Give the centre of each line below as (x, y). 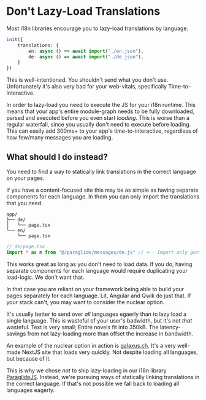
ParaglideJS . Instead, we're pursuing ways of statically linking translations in (103, 377)
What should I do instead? (57, 157)
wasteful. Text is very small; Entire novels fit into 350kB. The (82, 327)
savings (16, 334)
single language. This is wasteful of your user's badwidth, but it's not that (99, 320)
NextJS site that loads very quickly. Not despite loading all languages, (110, 352)
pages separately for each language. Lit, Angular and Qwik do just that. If (99, 296)
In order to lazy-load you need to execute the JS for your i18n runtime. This (101, 105)
